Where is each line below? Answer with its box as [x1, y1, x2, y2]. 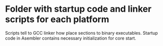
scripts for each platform [5, 14, 110, 25]
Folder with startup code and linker [5, 3, 152, 15]
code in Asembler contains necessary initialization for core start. [5, 35, 136, 41]
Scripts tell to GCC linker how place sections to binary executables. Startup [5, 30, 158, 36]
